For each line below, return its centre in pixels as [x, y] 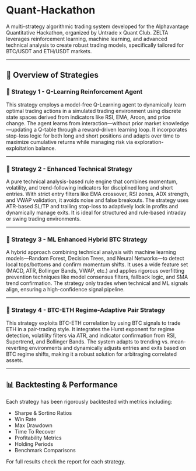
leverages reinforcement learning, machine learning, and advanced [87, 39]
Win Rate [25, 420]
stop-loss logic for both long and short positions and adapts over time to [93, 136]
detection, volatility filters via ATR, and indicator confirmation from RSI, [91, 335]
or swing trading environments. [43, 219]
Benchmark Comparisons [45, 451]
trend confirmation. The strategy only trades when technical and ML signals [97, 283]
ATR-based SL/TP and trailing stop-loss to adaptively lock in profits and [92, 206]
